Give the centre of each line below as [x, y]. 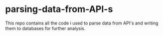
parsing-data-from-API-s [59, 9]
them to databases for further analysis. [45, 28]
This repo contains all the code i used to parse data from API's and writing [82, 23]
